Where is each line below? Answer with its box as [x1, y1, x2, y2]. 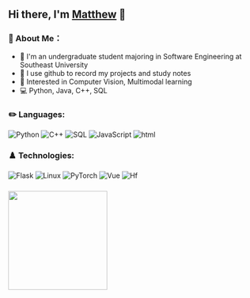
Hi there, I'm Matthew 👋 [8, 8, 127, 21]
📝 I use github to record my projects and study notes [19, 68, 191, 77]
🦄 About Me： [8, 33, 62, 44]
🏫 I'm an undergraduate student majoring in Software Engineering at [19, 51, 242, 61]
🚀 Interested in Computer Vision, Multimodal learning [19, 77, 192, 86]
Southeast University [19, 60, 89, 70]
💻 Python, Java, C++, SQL [19, 85, 108, 95]
